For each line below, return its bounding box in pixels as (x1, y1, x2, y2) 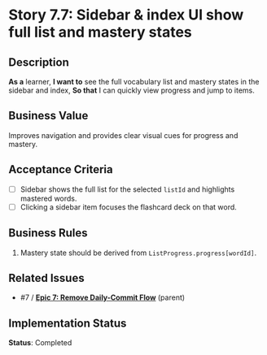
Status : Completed (8, 338, 72, 348)
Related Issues (8, 271, 85, 285)
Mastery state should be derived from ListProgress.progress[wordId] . (20, 248, 257, 258)
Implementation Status (8, 316, 127, 330)
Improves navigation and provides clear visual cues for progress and (8, 130, 239, 140)
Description (8, 55, 69, 69)
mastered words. (20, 193, 77, 203)
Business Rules (8, 226, 88, 240)
